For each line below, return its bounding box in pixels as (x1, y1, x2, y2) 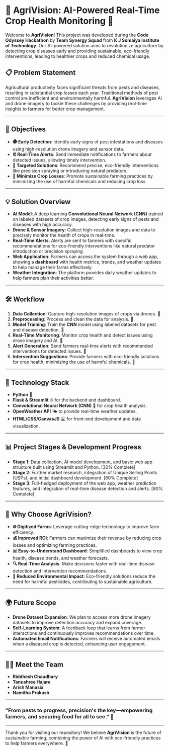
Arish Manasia (12, 684, 44, 691)
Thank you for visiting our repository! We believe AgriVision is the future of (5, 729, 162, 735)
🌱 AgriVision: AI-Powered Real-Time (5, 5, 160, 16)
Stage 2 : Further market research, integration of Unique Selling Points (12, 469, 157, 475)
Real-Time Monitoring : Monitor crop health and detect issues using (12, 332, 153, 339)
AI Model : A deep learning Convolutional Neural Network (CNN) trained (12, 211, 163, 217)
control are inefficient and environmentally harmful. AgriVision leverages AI (5, 95, 162, 101)
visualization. (12, 423, 40, 429)
